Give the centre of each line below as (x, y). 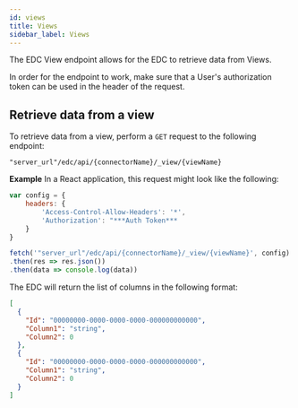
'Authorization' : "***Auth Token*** (110, 221)
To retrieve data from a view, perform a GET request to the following (133, 136)
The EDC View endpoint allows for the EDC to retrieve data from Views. (140, 60)
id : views (28, 17)
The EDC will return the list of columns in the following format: (124, 287)
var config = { (38, 195)
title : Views (34, 26)
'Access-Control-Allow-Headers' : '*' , (114, 212)
